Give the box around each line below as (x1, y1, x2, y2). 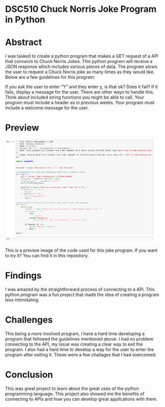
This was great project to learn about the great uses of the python (5, 385, 139, 391)
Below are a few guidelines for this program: (5, 74, 95, 80)
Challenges (5, 314, 53, 326)
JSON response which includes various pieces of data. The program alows (5, 63, 158, 70)
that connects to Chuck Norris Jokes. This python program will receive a (5, 58, 153, 64)
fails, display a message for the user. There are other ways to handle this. (5, 89, 155, 95)
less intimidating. (5, 297, 40, 303)
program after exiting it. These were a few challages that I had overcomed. (5, 352, 157, 358)
